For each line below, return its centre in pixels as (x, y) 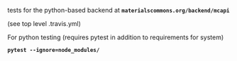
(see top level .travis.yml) (44, 23)
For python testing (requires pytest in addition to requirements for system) (116, 37)
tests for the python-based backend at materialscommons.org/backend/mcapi (118, 10)
